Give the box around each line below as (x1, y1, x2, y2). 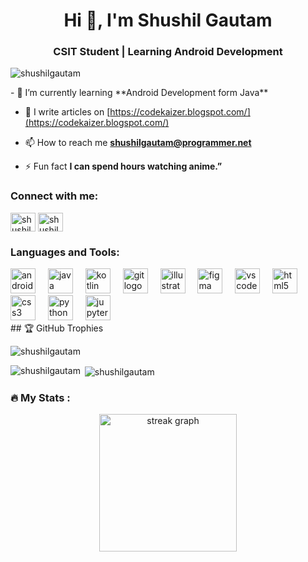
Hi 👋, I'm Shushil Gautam (63, 9, 273, 32)
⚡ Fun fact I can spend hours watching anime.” (24, 160, 223, 173)
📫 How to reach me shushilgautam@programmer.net (24, 137, 252, 149)
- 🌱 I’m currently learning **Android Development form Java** (10, 87, 269, 99)
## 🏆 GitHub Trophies (10, 322, 104, 334)
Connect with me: (10, 189, 99, 203)
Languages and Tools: (10, 245, 120, 259)
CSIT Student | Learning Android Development (53, 45, 283, 59)
